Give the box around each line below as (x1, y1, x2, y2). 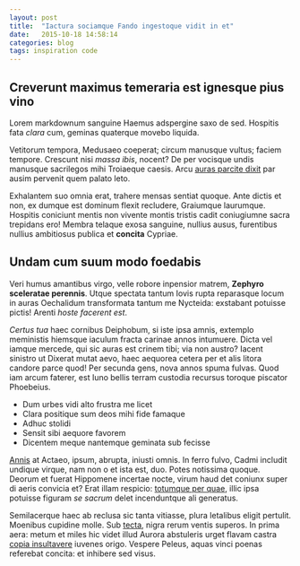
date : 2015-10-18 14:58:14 (9, 30, 118, 39)
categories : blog (9, 38, 74, 48)
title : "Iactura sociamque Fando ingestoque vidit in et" (9, 22, 235, 30)
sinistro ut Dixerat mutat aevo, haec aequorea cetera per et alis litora (9, 353, 262, 363)
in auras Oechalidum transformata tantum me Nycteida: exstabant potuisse (9, 297, 287, 308)
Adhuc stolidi (21, 418, 72, 429)
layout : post (9, 13, 58, 22)
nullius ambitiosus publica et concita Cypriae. (9, 228, 178, 239)
